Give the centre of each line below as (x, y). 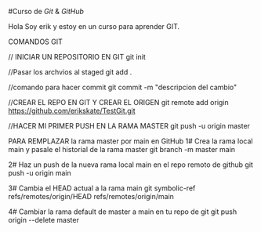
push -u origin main (40, 173)
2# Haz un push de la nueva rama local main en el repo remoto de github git (130, 165)
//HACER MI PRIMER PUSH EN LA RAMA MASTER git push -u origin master (129, 126)
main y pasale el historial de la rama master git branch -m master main (122, 149)
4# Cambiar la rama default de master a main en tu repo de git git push (123, 212)
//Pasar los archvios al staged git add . (70, 72)
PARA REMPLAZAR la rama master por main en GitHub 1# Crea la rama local (130, 141)
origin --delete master (44, 220)
